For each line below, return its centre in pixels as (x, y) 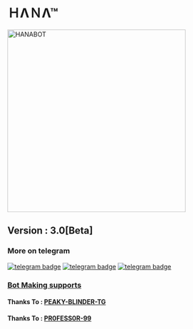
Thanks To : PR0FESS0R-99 (49, 318)
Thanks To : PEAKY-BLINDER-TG (57, 302)
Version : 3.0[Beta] (50, 231)
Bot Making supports (45, 285)
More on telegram (39, 251)
